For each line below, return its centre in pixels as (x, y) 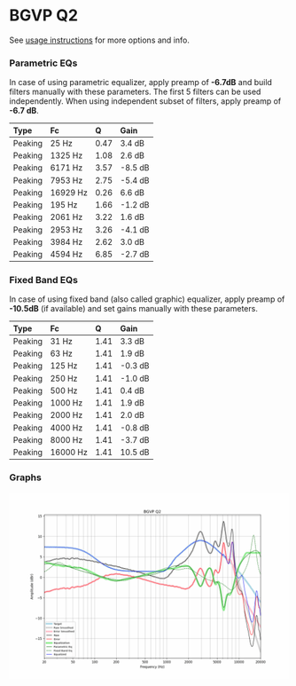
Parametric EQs (43, 63)
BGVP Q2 (43, 16)
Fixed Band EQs (43, 280)
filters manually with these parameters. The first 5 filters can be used (135, 92)
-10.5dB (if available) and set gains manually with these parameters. (134, 309)
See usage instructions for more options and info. (100, 40)
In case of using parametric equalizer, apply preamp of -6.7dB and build (141, 83)
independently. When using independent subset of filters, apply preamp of (145, 101)
